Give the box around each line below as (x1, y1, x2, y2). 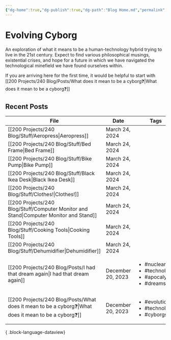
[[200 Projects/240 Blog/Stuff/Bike (8, 155, 92, 162)
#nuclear (144, 261, 166, 268)
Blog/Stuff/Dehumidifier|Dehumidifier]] (8, 247, 101, 254)
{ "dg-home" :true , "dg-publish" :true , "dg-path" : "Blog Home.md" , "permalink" (5, 7, 165, 13)
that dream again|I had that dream (8, 270, 89, 277)
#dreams (144, 280, 166, 287)
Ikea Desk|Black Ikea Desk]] (8, 176, 75, 183)
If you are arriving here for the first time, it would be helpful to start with (5, 72, 156, 78)
